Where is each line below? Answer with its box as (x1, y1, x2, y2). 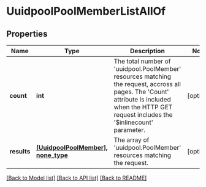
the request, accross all (113, 80, 181, 88)
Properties (6, 29, 48, 39)
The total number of (113, 57, 171, 65)
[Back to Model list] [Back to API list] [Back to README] (6, 174, 147, 182)
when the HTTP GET (113, 103, 173, 111)
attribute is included (113, 95, 171, 103)
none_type (36, 151, 69, 159)
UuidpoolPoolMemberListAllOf (6, 4, 166, 18)
